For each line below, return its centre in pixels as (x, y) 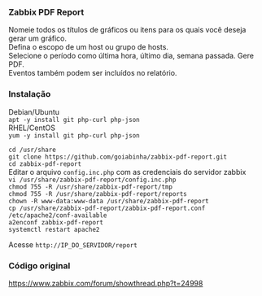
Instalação (30, 94)
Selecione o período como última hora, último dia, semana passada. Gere (131, 56)
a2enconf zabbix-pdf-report (56, 222)
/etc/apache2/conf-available (58, 215)
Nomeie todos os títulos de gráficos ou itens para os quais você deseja (127, 30)
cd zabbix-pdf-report (45, 164)
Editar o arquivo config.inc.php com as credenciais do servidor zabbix (127, 172)
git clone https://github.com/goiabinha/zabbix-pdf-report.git (118, 157)
